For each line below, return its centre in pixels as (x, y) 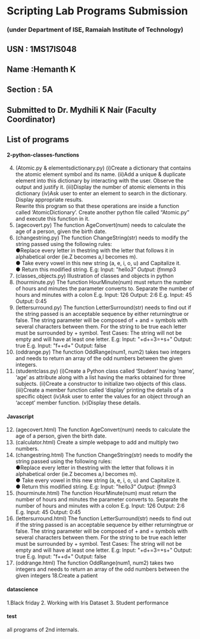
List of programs (38, 139)
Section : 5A (30, 90)
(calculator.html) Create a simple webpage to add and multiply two (97, 443)
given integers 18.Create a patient (57, 576)
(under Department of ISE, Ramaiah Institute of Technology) (95, 30)
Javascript (21, 416)
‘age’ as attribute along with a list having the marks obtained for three (101, 377)
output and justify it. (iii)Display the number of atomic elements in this (101, 187)
